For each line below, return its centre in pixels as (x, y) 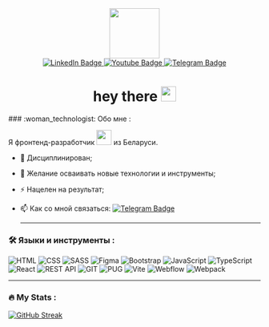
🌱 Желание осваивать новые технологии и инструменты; (118, 173)
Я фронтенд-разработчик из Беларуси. (83, 142)
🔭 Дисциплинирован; (56, 157)
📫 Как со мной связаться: (65, 208)
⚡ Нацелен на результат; (62, 189)
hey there (126, 97)
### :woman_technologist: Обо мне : (70, 119)
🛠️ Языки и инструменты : (62, 240)
